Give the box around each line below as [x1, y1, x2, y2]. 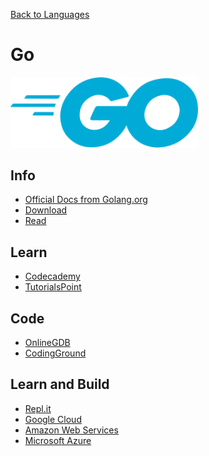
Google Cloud [24, 413, 82, 425]
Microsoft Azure [24, 434, 92, 446]
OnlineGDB [24, 337, 71, 349]
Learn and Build [10, 376, 110, 393]
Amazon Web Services [24, 424, 119, 436]
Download [24, 204, 68, 216]
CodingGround [24, 347, 87, 359]
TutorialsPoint [24, 281, 82, 293]
